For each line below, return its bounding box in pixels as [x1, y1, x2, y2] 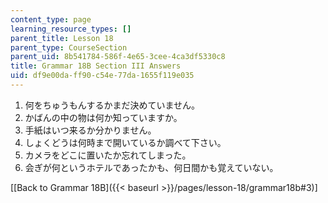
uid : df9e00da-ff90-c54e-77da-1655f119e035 [10, 71, 195, 81]
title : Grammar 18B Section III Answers [10, 61, 182, 71]
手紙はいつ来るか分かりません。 [24, 124, 157, 136]
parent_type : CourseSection [10, 42, 128, 53]
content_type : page [10, 14, 92, 25]
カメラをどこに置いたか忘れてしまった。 [24, 149, 192, 161]
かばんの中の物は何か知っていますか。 [24, 111, 183, 123]
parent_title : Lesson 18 [10, 33, 114, 43]
